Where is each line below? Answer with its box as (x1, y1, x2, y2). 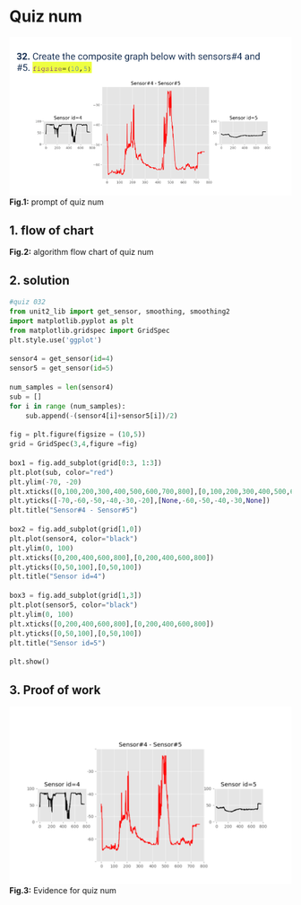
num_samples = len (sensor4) (9, 382, 115, 391)
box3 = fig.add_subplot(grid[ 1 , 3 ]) (9, 591, 142, 601)
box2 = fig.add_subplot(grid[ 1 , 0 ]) (9, 525, 142, 534)
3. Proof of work (9, 682, 101, 698)
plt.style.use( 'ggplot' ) (9, 335, 102, 345)
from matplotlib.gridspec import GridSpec (9, 326, 170, 335)
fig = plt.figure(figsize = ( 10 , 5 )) (9, 430, 146, 439)
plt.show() (9, 657, 50, 666)
